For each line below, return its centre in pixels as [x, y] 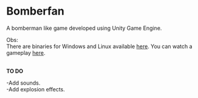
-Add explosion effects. [36, 89]
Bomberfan [35, 11]
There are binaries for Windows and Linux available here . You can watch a [100, 46]
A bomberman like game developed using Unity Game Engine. [84, 28]
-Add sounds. [23, 83]
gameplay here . [26, 52]
